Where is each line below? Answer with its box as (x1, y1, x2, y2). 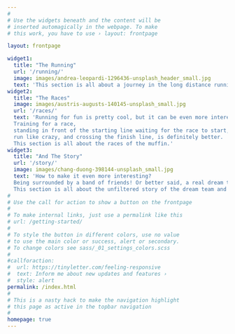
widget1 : (7, 55, 33, 62)
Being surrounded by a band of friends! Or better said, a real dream (13, 179, 224, 186)
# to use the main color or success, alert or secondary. (7, 238, 180, 245)
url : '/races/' (13, 107, 58, 114)
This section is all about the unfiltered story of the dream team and (13, 185, 227, 193)
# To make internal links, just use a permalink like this (7, 212, 183, 219)
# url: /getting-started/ (7, 218, 83, 225)
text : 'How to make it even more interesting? (13, 173, 152, 180)
